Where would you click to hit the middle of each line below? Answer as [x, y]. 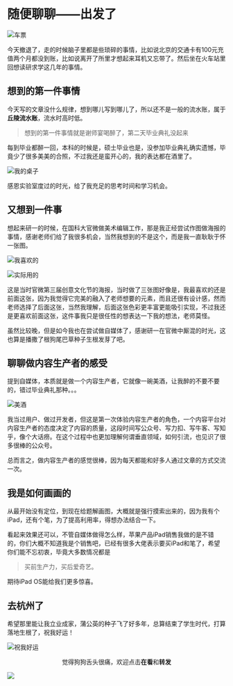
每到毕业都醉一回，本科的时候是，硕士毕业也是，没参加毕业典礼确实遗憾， [113, 147]
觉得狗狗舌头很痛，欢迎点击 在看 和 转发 [116, 662]
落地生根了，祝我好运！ [41, 632]
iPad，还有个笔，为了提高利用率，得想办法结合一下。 [83, 520]
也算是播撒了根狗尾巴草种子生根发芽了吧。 [68, 339]
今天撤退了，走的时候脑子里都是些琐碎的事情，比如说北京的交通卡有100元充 [115, 49]
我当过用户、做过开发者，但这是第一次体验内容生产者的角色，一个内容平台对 [116, 420]
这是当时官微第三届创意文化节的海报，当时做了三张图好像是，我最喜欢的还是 [116, 289]
